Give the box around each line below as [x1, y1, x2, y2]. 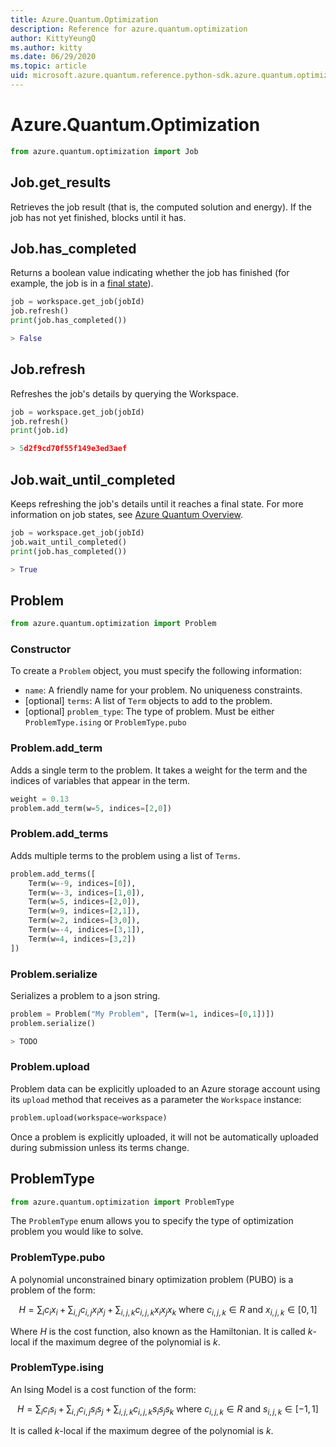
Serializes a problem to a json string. [10, 989, 161, 1001]
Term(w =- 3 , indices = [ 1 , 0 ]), [28, 887, 145, 898]
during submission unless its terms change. [10, 1141, 190, 1153]
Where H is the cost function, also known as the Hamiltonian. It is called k [10, 1325, 313, 1337]
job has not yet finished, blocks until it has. [10, 211, 187, 223]
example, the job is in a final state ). [10, 277, 154, 290]
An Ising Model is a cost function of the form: [10, 1383, 197, 1395]
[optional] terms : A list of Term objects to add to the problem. [24, 695, 273, 707]
